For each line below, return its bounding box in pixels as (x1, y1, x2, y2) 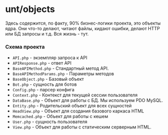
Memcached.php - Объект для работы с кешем (12, 113, 108, 119)
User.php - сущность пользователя (12, 119, 87, 125)
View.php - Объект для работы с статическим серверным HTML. (12, 124, 151, 130)
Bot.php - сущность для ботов (12, 81, 77, 87)
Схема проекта (5, 43, 45, 50)
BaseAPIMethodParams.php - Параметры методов (12, 71, 115, 77)
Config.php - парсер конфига (12, 87, 75, 93)
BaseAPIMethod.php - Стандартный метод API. (12, 65, 109, 71)
